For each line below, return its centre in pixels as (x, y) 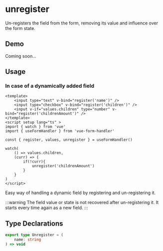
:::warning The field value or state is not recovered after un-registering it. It (82, 203)
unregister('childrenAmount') (63, 166)
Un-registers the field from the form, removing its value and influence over (82, 23)
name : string (28, 240)
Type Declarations (34, 223)
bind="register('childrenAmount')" (42, 114)
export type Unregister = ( (34, 235)
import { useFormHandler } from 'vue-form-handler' (60, 131)
